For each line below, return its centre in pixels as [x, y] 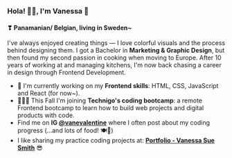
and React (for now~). [48, 94]
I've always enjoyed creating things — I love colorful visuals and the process [116, 43]
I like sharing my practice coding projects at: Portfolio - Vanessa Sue [116, 141]
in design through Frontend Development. [66, 73]
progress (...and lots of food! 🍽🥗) [65, 130]
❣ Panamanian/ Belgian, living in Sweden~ [70, 28]
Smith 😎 [30, 148]
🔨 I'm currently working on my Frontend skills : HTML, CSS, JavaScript [118, 86]
